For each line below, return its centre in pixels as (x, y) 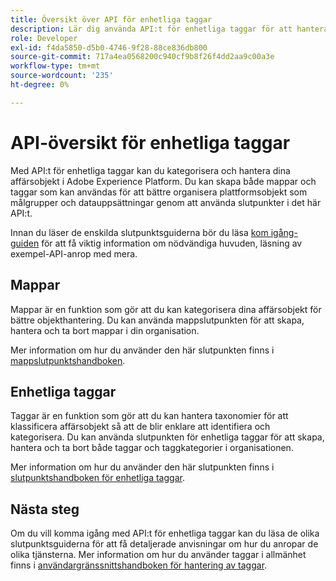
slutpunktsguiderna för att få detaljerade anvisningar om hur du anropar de (164, 544)
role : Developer (44, 38)
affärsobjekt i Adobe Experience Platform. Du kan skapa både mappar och (163, 181)
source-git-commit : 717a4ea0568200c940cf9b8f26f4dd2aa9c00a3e (142, 57)
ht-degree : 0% (40, 85)
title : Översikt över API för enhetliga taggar (111, 19)
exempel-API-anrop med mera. (74, 253)
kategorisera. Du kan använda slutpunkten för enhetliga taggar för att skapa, (167, 437)
